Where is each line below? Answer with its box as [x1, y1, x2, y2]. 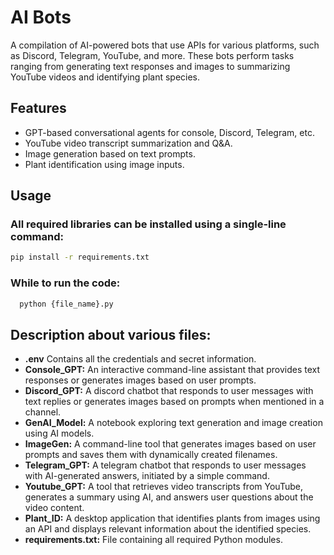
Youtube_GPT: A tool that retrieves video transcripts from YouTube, [24, 481, 303, 493]
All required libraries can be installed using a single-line [10, 217, 287, 231]
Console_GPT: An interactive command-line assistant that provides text [24, 364, 321, 376]
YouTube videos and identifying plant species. [10, 71, 201, 83]
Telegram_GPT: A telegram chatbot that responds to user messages [24, 459, 307, 471]
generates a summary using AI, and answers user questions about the [24, 491, 314, 503]
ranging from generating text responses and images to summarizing [10, 60, 291, 72]
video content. [24, 502, 85, 514]
